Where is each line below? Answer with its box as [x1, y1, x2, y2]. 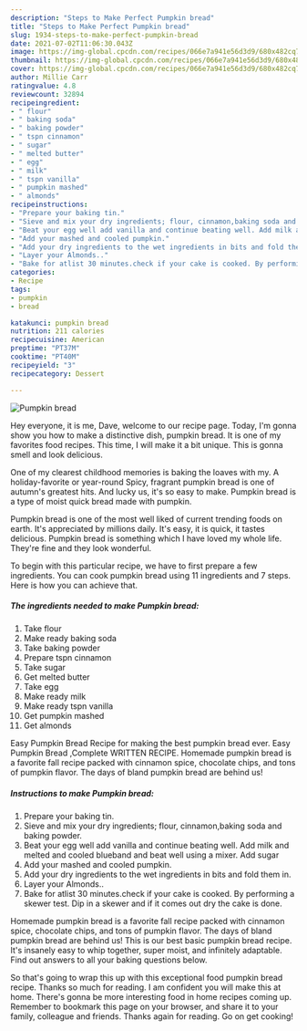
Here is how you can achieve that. [10, 579, 138, 590]
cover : [10, 65, 36, 74]
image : [10, 47, 36, 57]
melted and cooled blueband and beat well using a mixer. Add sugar [23, 849, 280, 860]
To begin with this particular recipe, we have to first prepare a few [10, 560, 258, 571]
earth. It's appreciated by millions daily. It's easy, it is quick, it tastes [10, 523, 265, 534]
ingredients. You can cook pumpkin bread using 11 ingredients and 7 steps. [10, 569, 291, 580]
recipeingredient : [10, 98, 80, 108]
